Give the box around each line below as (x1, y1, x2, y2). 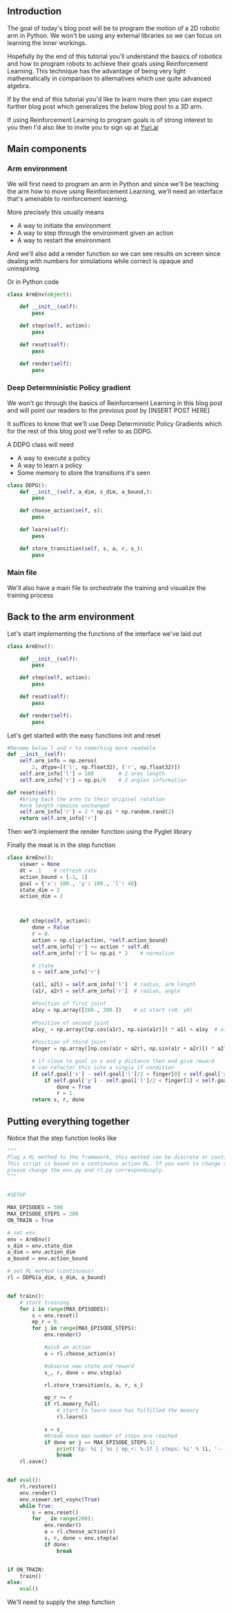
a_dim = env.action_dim (7, 1249, 76, 1256)
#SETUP (7, 1191, 26, 1199)
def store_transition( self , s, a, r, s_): (19, 545, 144, 552)
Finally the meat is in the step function (7, 841, 116, 849)
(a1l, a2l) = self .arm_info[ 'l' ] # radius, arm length (32, 981, 196, 988)
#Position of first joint (32, 1000, 107, 1007)
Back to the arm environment (7, 611, 135, 623)
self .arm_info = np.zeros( (19, 758, 97, 765)
